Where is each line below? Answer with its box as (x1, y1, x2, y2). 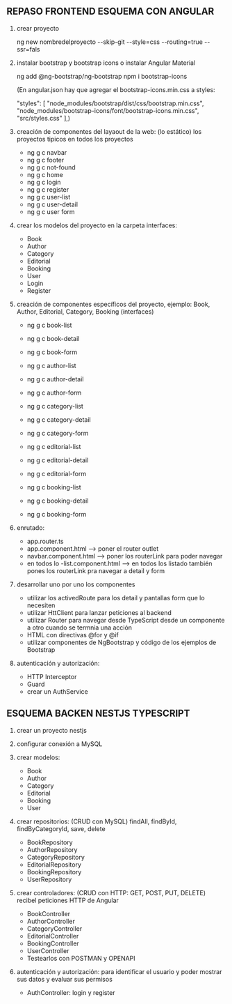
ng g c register (26, 185, 69, 194)
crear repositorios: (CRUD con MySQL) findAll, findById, (16, 817, 177, 826)
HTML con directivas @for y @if (26, 630, 119, 639)
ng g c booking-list (26, 482, 81, 491)
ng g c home (26, 170, 63, 178)
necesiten (26, 601, 56, 609)
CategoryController (26, 924, 83, 933)
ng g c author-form (26, 388, 82, 397)
